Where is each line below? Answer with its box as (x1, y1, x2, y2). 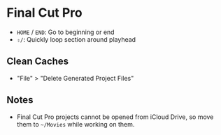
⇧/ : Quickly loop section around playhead (16, 35, 136, 43)
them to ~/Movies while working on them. (16, 120, 135, 128)
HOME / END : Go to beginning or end (16, 28, 115, 36)
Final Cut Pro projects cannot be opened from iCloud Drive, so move (16, 113, 214, 121)
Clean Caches (6, 56, 69, 67)
